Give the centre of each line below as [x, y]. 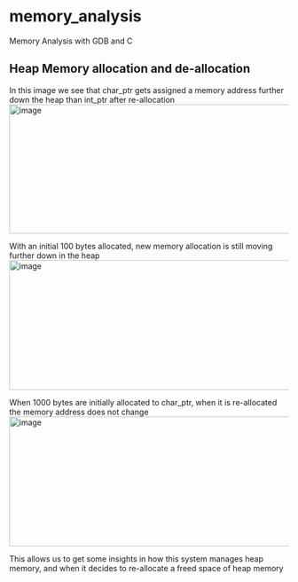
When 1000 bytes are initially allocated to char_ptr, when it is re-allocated [143, 402]
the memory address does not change [79, 412]
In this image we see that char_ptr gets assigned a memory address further [146, 90]
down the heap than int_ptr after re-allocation [92, 99]
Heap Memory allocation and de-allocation [130, 69]
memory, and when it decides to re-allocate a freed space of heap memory [146, 568]
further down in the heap [55, 256]
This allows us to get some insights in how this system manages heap [137, 558]
